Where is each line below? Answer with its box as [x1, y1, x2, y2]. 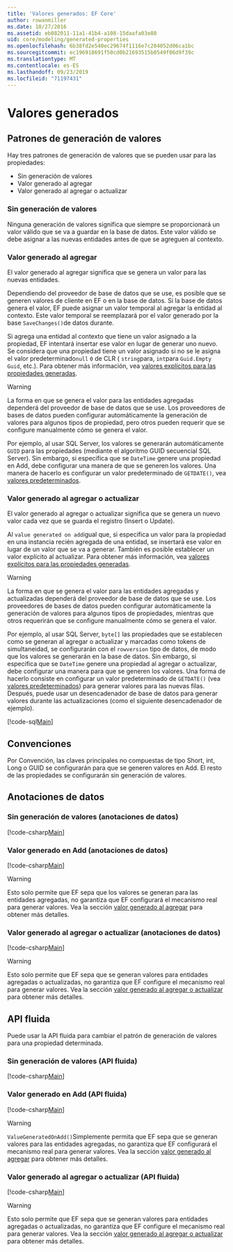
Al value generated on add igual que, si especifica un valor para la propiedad [7, 530, 226, 539]
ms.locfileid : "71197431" [7, 75, 82, 82]
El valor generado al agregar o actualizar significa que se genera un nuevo [7, 509, 220, 518]
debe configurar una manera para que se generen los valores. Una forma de [7, 667, 226, 676]
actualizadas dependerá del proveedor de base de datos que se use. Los [7, 594, 217, 603]
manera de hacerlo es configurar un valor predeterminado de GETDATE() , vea [7, 468, 227, 477]
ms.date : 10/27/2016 [7, 23, 67, 30]
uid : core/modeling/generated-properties [7, 36, 129, 43]
